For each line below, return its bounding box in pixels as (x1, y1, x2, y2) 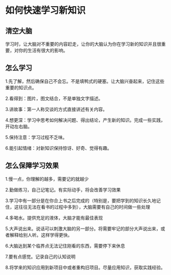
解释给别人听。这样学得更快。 (9, 232, 72, 238)
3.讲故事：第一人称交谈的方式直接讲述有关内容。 (5, 106, 108, 112)
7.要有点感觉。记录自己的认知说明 (5, 253, 76, 260)
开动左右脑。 (5, 123, 32, 129)
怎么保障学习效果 (5, 161, 59, 170)
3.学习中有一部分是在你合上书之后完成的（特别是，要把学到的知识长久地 (5, 197, 157, 204)
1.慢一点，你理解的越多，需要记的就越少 (5, 176, 89, 182)
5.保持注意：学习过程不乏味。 (5, 134, 67, 140)
